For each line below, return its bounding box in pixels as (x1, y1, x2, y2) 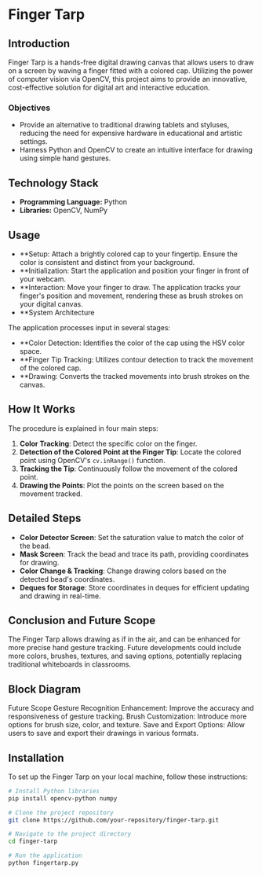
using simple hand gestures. (19, 153, 111, 163)
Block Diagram (8, 682, 81, 696)
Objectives (8, 102, 51, 113)
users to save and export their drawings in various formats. (8, 729, 199, 738)
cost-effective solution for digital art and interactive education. (8, 83, 210, 92)
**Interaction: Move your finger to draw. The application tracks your (19, 282, 241, 292)
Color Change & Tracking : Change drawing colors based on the (19, 566, 227, 575)
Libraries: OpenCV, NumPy (19, 206, 108, 215)
